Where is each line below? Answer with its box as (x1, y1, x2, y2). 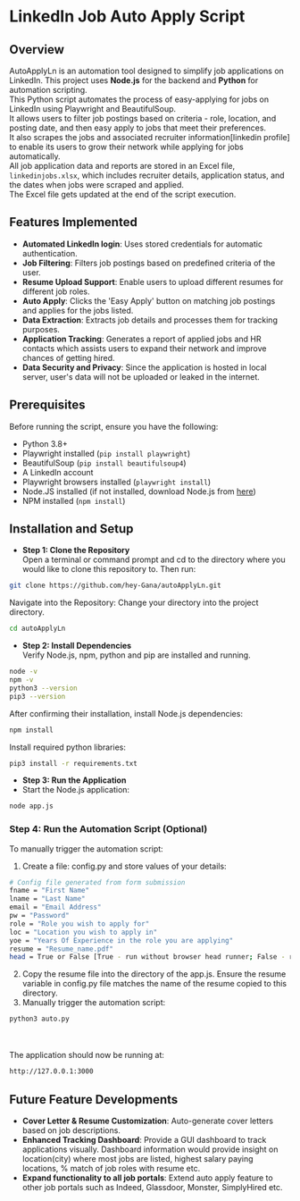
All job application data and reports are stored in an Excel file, (9, 161, 235, 171)
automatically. (9, 151, 61, 162)
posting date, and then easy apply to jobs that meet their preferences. (9, 122, 266, 133)
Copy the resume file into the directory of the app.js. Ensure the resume (21, 969, 287, 979)
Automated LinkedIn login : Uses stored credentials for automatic (21, 239, 263, 249)
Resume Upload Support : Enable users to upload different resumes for (21, 276, 284, 287)
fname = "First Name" (9, 886, 90, 895)
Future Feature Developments (9, 1092, 179, 1107)
